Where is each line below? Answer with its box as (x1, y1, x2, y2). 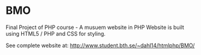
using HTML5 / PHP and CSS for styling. (5, 30, 106, 37)
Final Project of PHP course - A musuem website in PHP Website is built (5, 24, 185, 31)
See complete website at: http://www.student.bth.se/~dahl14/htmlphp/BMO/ (5, 42, 195, 49)
